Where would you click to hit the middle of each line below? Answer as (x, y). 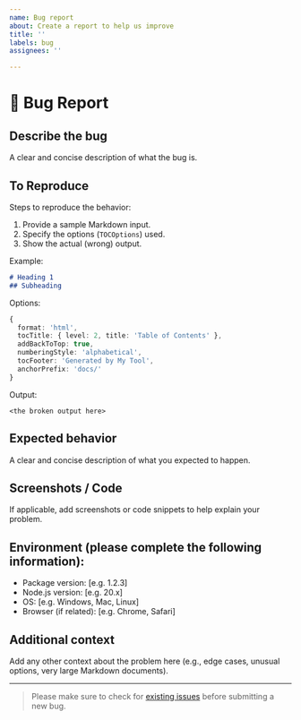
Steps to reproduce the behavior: (70, 207)
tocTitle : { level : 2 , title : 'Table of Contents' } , (120, 336)
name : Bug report (42, 17)
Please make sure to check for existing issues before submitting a (153, 696)
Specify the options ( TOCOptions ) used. (94, 234)
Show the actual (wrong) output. (82, 244)
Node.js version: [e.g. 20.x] (73, 593)
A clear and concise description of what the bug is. (103, 158)
